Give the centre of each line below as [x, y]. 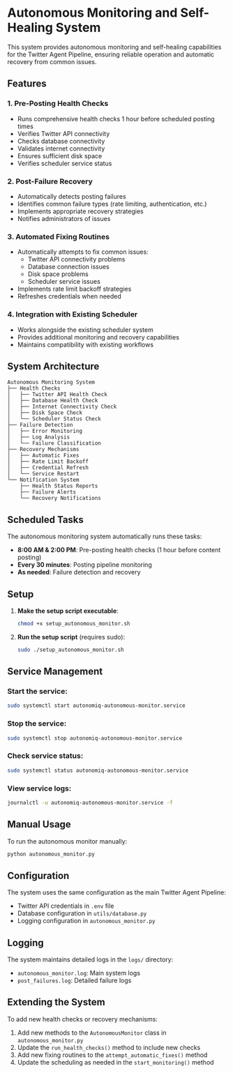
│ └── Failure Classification [54, 443]
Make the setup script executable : [68, 611]
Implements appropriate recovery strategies [81, 211]
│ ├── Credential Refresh [48, 468]
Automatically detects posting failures [72, 196]
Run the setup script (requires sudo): [71, 637]
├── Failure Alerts [48, 492]
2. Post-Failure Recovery [50, 181]
